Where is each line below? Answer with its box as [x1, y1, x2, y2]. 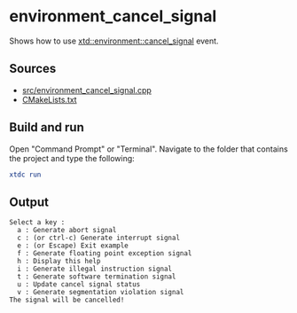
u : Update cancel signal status [17, 280, 141, 289]
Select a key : [9, 218, 66, 227]
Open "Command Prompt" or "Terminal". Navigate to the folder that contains [9, 144, 288, 154]
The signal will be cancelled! [9, 295, 125, 305]
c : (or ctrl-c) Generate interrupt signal [17, 233, 180, 243]
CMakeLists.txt [21, 94, 77, 105]
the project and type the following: [9, 153, 135, 163]
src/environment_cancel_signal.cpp [21, 84, 152, 95]
